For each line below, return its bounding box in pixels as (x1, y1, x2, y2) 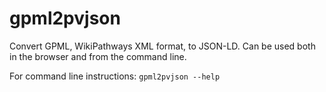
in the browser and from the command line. (9, 50, 187, 62)
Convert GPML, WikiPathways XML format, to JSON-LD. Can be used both (9, 40, 316, 52)
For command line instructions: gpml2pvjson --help (9, 70, 221, 82)
